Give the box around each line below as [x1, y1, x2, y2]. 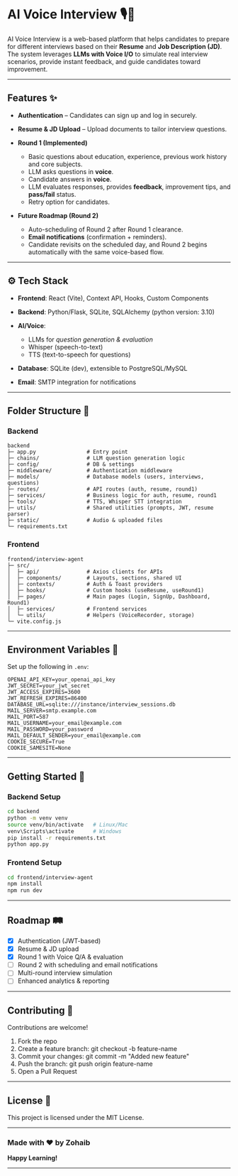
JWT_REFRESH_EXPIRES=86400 [7, 695, 87, 702]
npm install [7, 881, 42, 888]
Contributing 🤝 [7, 1004, 74, 1016]
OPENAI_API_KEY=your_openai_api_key [7, 676, 115, 683]
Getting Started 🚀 [7, 771, 86, 783]
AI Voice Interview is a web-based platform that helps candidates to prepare [7, 34, 230, 43]
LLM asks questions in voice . [28, 167, 114, 175]
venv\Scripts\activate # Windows [7, 827, 122, 835]
